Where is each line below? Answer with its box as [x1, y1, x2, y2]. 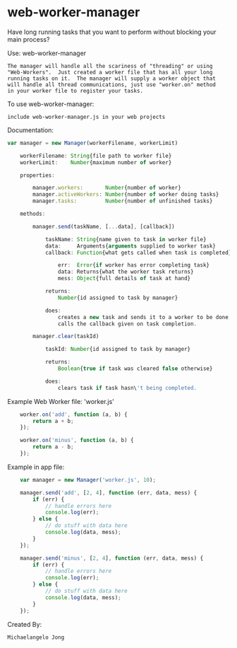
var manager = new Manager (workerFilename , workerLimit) [7, 139, 178, 146]
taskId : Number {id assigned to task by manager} [44, 346, 191, 353]
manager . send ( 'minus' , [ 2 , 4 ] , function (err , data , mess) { [20, 555, 204, 562]
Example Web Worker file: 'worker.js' [7, 397, 115, 405]
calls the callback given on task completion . [57, 320, 197, 328]
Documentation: [7, 125, 54, 134]
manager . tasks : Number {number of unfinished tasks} [32, 197, 213, 205]
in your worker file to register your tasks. [7, 87, 143, 94]
